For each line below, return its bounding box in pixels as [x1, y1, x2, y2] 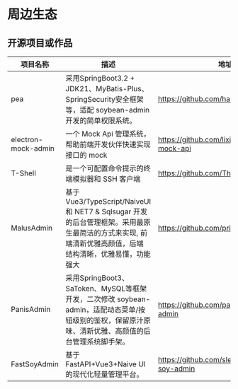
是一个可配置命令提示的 [65, 163, 144, 173]
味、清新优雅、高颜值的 [65, 326, 144, 336]
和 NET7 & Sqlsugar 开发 [65, 207, 147, 216]
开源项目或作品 [7, 37, 73, 49]
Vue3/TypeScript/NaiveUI [65, 197, 152, 206]
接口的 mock [65, 150, 108, 160]
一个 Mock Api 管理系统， [65, 129, 151, 139]
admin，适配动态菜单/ [65, 305, 139, 315]
